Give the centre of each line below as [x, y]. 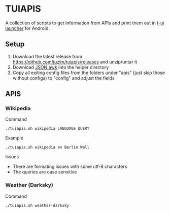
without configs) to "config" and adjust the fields [64, 78]
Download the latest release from [47, 56]
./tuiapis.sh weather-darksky [37, 205]
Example [14, 138]
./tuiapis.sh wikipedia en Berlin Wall [47, 148]
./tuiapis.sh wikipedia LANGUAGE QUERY [47, 129]
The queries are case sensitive [45, 172]
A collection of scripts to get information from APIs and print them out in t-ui [85, 23]
